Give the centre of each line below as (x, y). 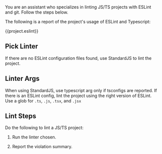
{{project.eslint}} (22, 31)
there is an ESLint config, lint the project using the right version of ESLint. (78, 96)
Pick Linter (21, 47)
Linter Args (22, 79)
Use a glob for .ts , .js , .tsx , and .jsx (43, 101)
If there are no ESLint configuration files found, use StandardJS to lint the (78, 58)
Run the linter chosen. (34, 137)
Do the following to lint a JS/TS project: (44, 128)
